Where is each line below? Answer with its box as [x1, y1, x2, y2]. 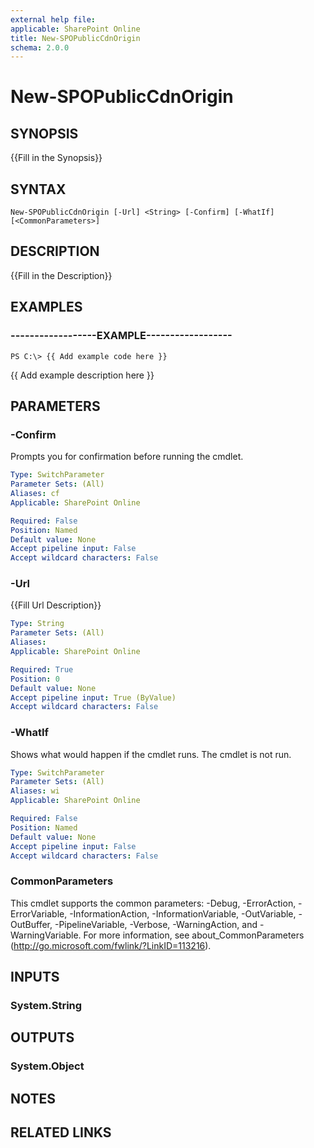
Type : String [10, 619, 65, 629]
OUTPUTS [10, 1029, 75, 1046]
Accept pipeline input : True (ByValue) [10, 692, 177, 703]
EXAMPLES [10, 299, 83, 316]
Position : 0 [10, 674, 60, 684]
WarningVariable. [10, 929, 82, 941]
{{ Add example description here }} [10, 369, 155, 381]
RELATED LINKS [10, 1124, 112, 1141]
